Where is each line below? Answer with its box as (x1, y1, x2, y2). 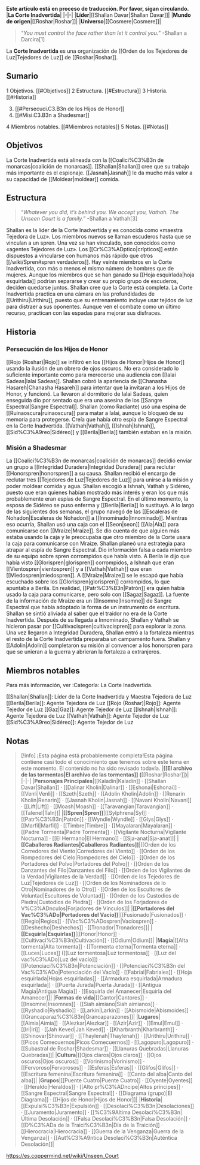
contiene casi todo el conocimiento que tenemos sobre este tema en (20, 758, 190, 766)
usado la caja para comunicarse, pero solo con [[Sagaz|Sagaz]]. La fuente (6, 591, 189, 598)
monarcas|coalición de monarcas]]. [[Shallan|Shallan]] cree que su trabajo (6, 162, 190, 170)
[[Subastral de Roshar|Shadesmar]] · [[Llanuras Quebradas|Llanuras (20, 1045, 189, 1052)
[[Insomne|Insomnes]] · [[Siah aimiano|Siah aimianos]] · (20, 1001, 158, 1008)
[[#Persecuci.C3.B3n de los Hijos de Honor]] (14, 105, 125, 112)
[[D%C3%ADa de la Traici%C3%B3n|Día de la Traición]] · (20, 1121, 163, 1129)
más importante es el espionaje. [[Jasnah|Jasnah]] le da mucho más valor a (6, 169, 193, 176)
